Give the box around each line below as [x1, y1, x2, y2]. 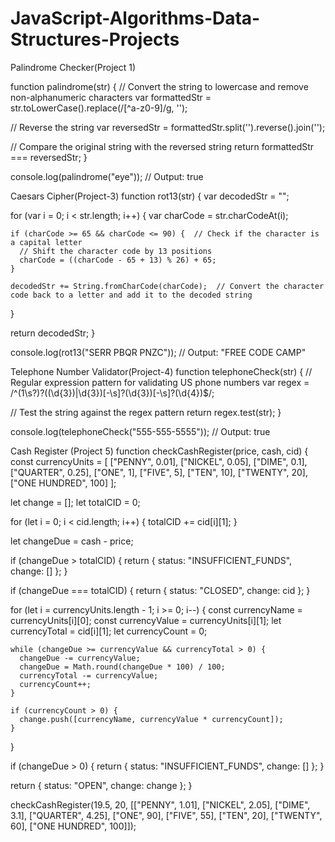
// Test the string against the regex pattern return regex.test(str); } [10, 406, 282, 418]
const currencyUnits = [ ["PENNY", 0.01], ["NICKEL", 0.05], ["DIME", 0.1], [10, 455, 308, 467]
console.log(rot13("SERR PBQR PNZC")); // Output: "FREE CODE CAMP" [10, 346, 307, 358]
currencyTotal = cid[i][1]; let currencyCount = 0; [10, 625, 208, 637]
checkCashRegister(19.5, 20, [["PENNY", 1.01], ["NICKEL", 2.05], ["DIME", [10, 798, 311, 811]
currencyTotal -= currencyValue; [19, 670, 159, 681]
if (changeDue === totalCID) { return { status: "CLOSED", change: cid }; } [10, 584, 311, 596]
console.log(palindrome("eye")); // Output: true [10, 170, 204, 182]
